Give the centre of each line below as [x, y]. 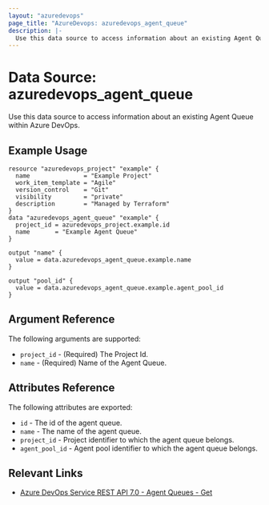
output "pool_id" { [41, 281]
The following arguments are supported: [75, 339]
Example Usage [48, 150]
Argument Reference [62, 320]
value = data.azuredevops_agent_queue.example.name [104, 260]
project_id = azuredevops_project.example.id [93, 225]
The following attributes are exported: [70, 407]
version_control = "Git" [62, 190]
